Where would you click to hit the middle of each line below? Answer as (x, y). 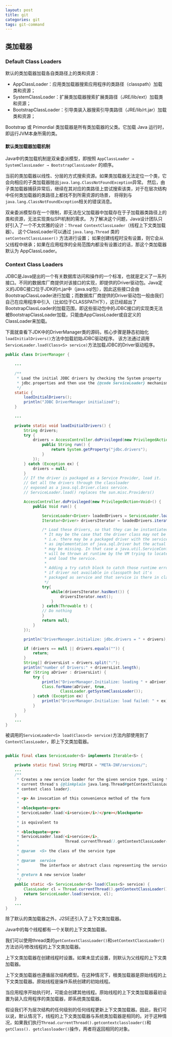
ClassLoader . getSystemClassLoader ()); (102, 691)
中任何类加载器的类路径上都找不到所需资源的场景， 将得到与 (69, 195)
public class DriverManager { (38, 355)
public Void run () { (55, 506)
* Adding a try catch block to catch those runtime (101, 568)
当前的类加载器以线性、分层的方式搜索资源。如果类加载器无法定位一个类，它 (86, 176)
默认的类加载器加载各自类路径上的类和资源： (52, 73)
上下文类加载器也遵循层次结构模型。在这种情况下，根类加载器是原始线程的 (84, 975)
